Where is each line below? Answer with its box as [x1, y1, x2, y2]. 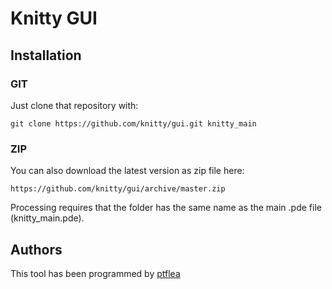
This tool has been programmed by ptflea [10, 267, 181, 279]
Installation [10, 47, 82, 64]
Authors [10, 241, 63, 258]
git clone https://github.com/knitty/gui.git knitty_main [10, 118, 257, 129]
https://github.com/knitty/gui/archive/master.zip [10, 184, 226, 194]
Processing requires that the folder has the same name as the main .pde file [10, 202, 322, 214]
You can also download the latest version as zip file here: [10, 165, 245, 177]
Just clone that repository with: [10, 99, 139, 111]
